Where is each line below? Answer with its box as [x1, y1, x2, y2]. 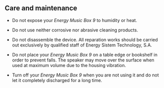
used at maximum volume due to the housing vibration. [12, 62, 126, 68]
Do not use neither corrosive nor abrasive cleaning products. [12, 27, 138, 33]
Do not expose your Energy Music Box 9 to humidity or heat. [12, 17, 137, 23]
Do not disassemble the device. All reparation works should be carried [12, 36, 158, 42]
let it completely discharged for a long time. [12, 77, 103, 83]
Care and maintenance [5, 4, 77, 12]
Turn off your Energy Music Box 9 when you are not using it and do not [12, 72, 159, 78]
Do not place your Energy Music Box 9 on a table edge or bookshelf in [12, 51, 158, 57]
